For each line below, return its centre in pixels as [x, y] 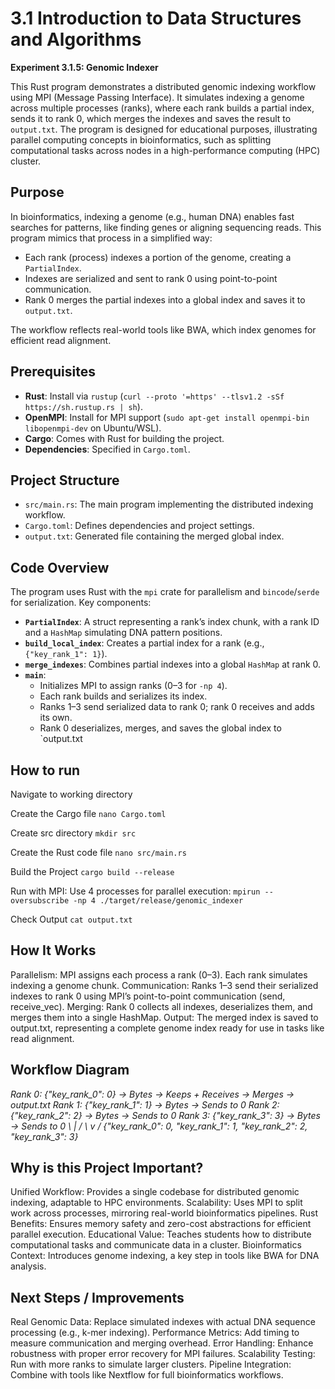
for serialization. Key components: [81, 603]
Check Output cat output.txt [71, 919]
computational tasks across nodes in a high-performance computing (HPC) [165, 150]
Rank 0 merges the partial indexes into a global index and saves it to [165, 299]
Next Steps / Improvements [97, 1297]
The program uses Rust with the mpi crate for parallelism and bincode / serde [165, 592]
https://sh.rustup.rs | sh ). [83, 406]
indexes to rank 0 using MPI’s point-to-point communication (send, [148, 996]
